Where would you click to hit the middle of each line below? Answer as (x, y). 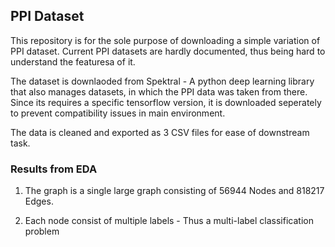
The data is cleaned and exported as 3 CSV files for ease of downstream (160, 132)
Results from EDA (54, 169)
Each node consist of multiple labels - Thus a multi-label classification (169, 221)
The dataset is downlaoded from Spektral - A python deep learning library (162, 81)
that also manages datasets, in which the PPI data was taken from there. (159, 91)
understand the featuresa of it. (73, 61)
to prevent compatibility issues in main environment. (118, 113)
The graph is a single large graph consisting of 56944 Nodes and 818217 (174, 191)
